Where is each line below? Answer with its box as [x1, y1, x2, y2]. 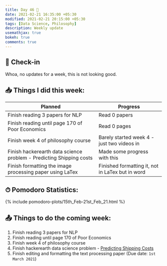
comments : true [5, 40, 37, 45]
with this [98, 154, 118, 161]
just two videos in [98, 140, 140, 147]
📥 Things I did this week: [5, 86, 85, 94]
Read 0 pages [98, 123, 131, 130]
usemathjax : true [5, 30, 41, 35]
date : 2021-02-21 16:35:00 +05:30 [5, 12, 77, 17]
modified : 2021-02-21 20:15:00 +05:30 [5, 16, 85, 21]
